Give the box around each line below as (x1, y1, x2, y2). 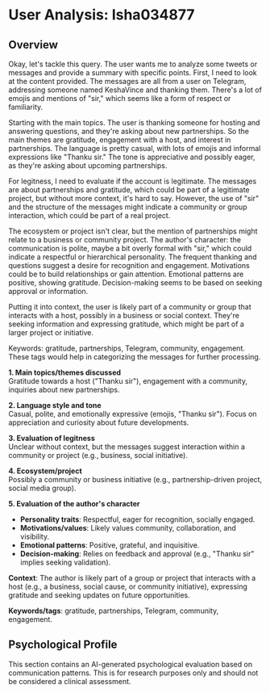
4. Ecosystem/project (8, 466, 82, 476)
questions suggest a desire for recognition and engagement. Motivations (8, 261, 250, 270)
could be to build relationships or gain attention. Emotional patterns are (8, 269, 244, 279)
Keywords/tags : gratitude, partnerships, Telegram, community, (8, 606, 219, 615)
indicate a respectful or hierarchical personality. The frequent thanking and (8, 252, 257, 262)
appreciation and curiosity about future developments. (8, 418, 189, 427)
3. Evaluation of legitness (8, 434, 95, 443)
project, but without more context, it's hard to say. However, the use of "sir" (8, 194, 260, 203)
